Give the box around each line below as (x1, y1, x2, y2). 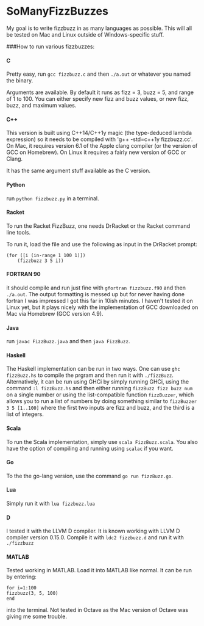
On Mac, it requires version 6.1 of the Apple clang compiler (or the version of (6, 142, 198, 150)
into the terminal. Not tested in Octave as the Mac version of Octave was (6, 606, 189, 614)
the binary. (6, 77, 33, 84)
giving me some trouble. (6, 613, 67, 621)
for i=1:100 (6, 585, 37, 591)
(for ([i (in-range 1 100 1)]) (6, 252, 86, 258)
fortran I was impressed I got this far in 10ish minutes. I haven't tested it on (6, 297, 193, 304)
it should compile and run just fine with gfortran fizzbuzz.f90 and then (6, 284, 186, 291)
